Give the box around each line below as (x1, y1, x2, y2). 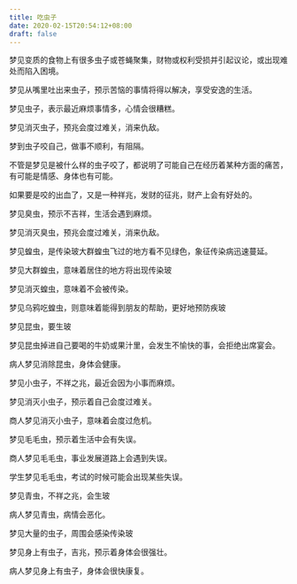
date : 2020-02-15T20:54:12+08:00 (9, 21, 133, 30)
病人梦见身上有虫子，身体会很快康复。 (9, 565, 148, 576)
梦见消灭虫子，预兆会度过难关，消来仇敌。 (9, 122, 164, 133)
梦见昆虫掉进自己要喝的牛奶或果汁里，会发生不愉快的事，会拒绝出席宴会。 (9, 340, 280, 350)
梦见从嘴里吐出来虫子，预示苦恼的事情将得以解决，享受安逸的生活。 (9, 85, 257, 96)
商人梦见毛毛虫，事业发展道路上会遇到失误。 (9, 453, 172, 464)
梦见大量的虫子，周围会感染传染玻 (9, 528, 133, 539)
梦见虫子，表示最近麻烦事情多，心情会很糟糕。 (9, 104, 179, 114)
